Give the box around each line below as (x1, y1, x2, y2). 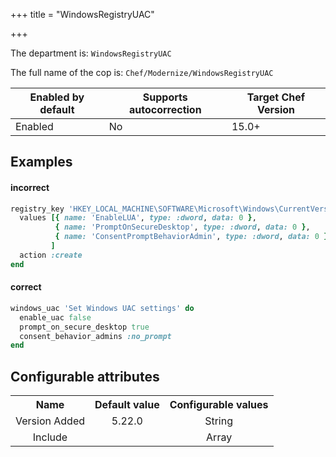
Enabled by (29, 90, 85, 104)
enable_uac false (19, 312, 92, 323)
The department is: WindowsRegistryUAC (10, 47, 172, 59)
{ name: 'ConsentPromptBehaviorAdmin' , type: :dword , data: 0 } (54, 232, 329, 242)
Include (32, 430, 68, 444)
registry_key (10, 204, 65, 214)
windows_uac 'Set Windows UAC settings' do (10, 303, 195, 313)
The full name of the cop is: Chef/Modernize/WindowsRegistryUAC (10, 67, 274, 78)
